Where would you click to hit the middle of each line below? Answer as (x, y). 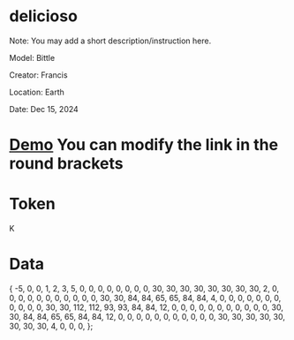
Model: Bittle (32, 57)
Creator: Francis (38, 75)
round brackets (66, 164)
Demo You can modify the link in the (144, 145)
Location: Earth (37, 92)
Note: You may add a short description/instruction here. (110, 41)
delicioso (43, 16)
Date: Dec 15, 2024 (44, 109)
